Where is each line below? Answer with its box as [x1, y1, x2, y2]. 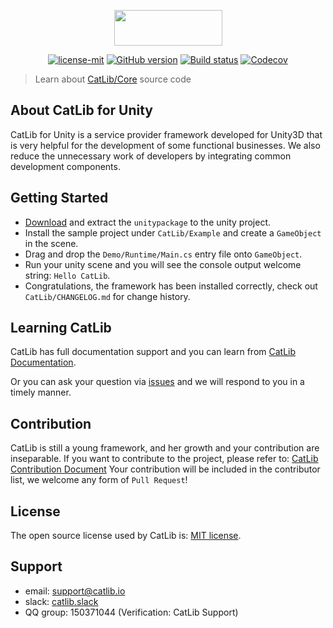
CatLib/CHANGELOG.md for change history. [24, 290, 191, 302]
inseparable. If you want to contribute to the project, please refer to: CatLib [10, 453, 319, 465]
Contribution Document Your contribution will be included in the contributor [10, 463, 321, 475]
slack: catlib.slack [24, 595, 99, 607]
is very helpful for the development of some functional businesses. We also [10, 139, 321, 151]
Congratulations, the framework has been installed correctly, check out [24, 280, 318, 292]
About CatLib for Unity [10, 102, 154, 119]
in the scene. [24, 237, 79, 249]
